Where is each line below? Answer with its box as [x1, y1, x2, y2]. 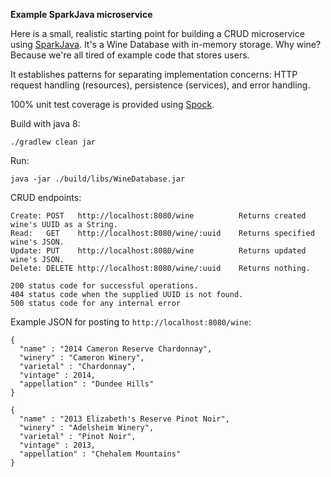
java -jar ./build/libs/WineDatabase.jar [10, 174, 186, 184]
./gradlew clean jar [10, 137, 97, 147]
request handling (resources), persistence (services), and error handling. [10, 79, 311, 91]
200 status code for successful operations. [10, 281, 199, 291]
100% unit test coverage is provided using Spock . [10, 99, 215, 110]
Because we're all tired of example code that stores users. [10, 49, 250, 61]
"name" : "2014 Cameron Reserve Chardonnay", [19, 344, 213, 354]
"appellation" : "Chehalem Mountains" [19, 449, 182, 459]
